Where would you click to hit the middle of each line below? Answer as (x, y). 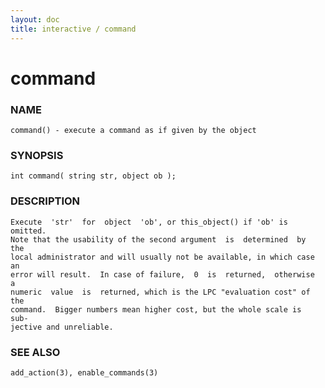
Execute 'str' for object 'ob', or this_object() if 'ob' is (149, 222)
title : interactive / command (73, 29)
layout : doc (35, 19)
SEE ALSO (35, 352)
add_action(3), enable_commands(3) (84, 372)
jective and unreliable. (62, 327)
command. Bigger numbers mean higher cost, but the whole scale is (156, 309)
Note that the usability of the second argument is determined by (158, 239)
